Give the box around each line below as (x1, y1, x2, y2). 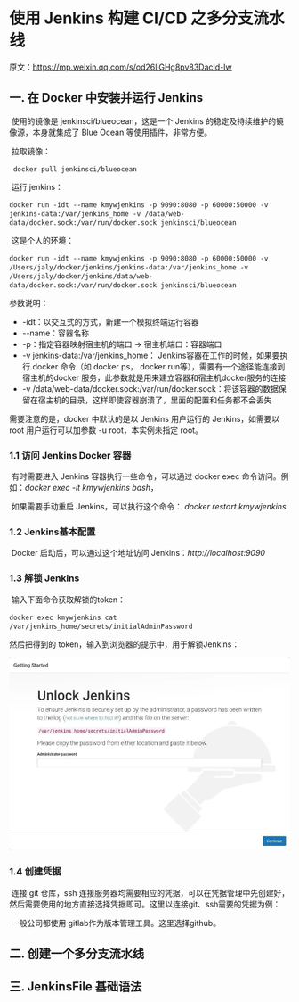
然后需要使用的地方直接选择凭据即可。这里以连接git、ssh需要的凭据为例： (9, 898, 281, 909)
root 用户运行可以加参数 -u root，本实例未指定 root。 (9, 425, 203, 435)
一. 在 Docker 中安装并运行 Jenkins (9, 90, 203, 105)
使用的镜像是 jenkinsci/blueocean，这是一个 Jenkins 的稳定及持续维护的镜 (11, 115, 285, 126)
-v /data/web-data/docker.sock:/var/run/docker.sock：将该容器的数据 (21, 383, 279, 393)
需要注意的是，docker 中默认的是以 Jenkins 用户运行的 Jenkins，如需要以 (9, 413, 280, 424)
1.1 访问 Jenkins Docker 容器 (9, 449, 132, 461)
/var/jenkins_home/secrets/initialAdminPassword (9, 622, 193, 631)
